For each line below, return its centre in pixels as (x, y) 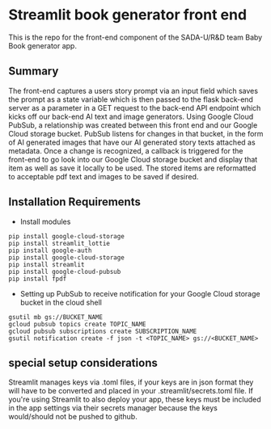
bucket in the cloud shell (61, 302)
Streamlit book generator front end (128, 15)
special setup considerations (83, 362)
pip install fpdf (38, 279)
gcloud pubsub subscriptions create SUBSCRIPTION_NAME (103, 331)
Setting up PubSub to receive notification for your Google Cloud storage (140, 293)
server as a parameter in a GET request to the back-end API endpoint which (135, 107)
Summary (34, 71)
